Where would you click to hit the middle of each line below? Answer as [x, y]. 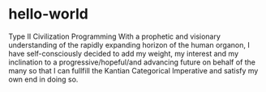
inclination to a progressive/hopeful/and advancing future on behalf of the [132, 62]
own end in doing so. [43, 79]
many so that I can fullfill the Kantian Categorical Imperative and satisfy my [133, 70]
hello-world [49, 14]
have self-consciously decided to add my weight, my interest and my [124, 53]
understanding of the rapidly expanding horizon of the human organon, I [129, 44]
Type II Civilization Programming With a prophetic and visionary [115, 36]
